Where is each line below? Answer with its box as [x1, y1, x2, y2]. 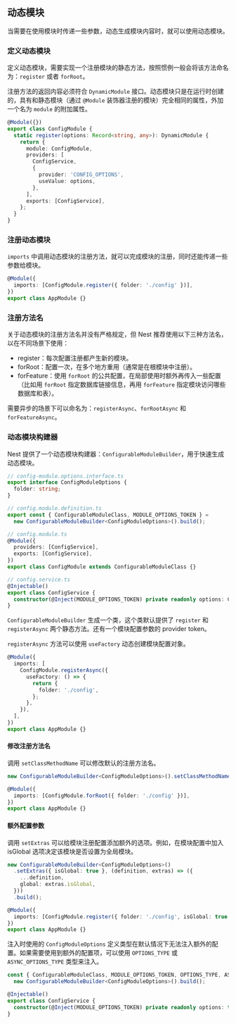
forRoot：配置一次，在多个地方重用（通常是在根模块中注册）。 [17, 363, 197, 371]
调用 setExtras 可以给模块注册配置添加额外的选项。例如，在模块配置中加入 [7, 838, 224, 847]
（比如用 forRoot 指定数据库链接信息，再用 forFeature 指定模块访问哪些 [17, 380, 226, 389]
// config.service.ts [7, 576, 71, 583]
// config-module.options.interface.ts [7, 473, 124, 480]
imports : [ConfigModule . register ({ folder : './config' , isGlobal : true [13, 913, 228, 920]
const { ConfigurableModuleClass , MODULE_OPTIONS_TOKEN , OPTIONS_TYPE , [7, 971, 221, 979]
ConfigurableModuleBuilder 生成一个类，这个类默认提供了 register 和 [7, 616, 209, 625]
